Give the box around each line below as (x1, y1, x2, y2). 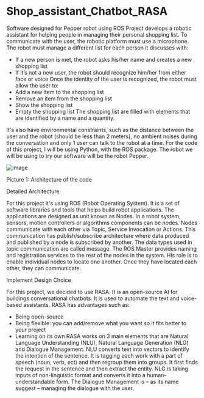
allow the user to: (15, 81, 59, 89)
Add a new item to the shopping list (15, 88, 104, 95)
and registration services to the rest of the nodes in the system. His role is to (6, 251, 198, 259)
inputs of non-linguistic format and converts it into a (15, 371, 146, 378)
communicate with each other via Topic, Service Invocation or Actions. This (6, 225, 196, 233)
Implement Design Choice (6, 276, 71, 284)
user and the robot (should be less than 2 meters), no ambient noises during (6, 133, 198, 140)
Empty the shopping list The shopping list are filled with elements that (15, 108, 191, 115)
